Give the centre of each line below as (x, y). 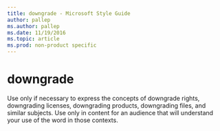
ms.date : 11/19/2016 (37, 33)
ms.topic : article (33, 39)
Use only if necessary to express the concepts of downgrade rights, (103, 98)
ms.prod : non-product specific (52, 45)
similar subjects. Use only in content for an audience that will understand (110, 112)
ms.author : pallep (33, 26)
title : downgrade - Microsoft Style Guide (69, 13)
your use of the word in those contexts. (63, 120)
